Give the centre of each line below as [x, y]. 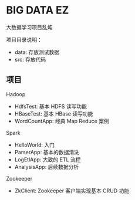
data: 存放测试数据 [37, 52]
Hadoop [16, 94]
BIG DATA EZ [38, 10]
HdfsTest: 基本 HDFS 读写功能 [50, 106]
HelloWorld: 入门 [34, 145]
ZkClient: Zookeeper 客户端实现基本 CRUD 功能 [72, 191]
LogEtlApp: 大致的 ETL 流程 [48, 160]
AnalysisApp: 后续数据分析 [47, 167]
